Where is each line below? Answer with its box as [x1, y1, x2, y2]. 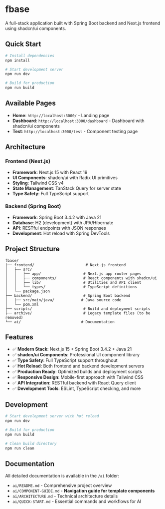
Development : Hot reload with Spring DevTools [12, 230, 110, 236]
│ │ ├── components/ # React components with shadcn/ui [5, 275, 157, 281]
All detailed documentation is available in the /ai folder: [5, 473, 120, 479]
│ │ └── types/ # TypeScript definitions [5, 284, 137, 289]
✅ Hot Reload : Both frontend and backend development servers [12, 363, 145, 369]
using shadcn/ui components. [5, 25, 66, 31]
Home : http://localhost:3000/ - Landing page [12, 112, 110, 118]
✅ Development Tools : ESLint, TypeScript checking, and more [12, 385, 141, 391]
